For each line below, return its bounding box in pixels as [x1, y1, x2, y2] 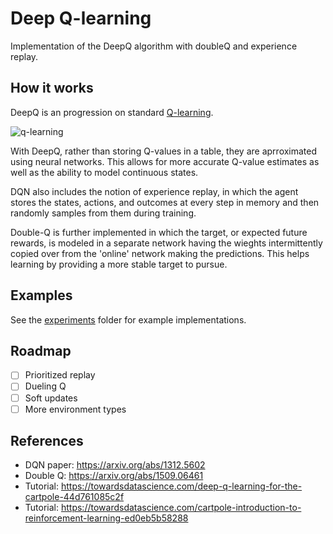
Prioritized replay [24, 369, 96, 381]
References [10, 433, 84, 450]
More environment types [24, 403, 127, 415]
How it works [10, 80, 94, 97]
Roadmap [10, 342, 72, 359]
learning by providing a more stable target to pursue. [10, 258, 228, 270]
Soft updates [24, 392, 78, 404]
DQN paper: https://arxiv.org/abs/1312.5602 [24, 459, 206, 471]
